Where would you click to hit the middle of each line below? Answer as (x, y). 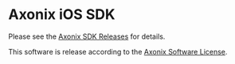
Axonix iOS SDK (62, 15)
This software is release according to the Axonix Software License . (118, 51)
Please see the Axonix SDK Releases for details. (87, 36)
